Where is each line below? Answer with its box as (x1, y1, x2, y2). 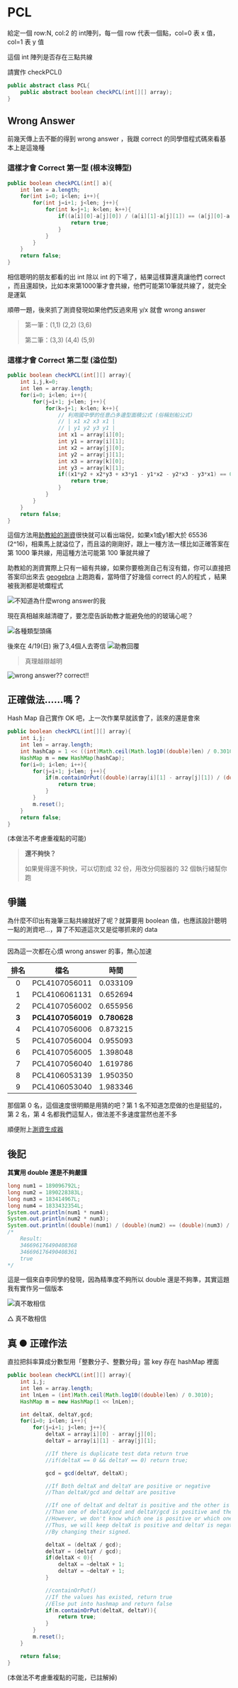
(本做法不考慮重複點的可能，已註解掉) (7, 1673, 118, 1682)
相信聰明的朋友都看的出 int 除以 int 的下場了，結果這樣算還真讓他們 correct (7, 273, 225, 281)
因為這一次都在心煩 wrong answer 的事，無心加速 (7, 947, 152, 956)
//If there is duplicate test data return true (45, 1450, 189, 1457)
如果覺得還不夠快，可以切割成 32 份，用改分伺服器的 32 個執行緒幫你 (24, 864, 227, 873)
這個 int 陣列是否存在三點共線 (7, 53, 93, 61)
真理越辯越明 (24, 657, 62, 665)
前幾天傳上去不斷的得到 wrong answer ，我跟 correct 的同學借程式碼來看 (7, 134, 220, 143)
